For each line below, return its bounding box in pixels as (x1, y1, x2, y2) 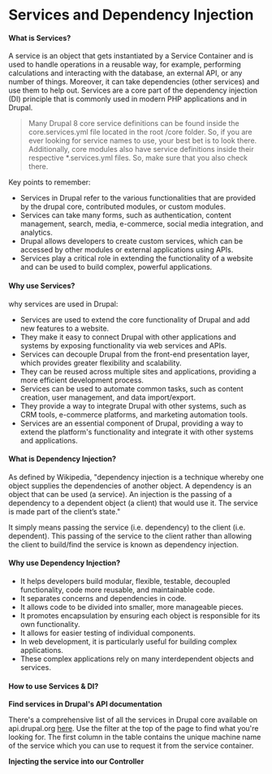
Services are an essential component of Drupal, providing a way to (19, 418, 244, 428)
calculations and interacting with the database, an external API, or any (8, 68, 243, 78)
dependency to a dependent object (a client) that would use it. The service (8, 498, 258, 508)
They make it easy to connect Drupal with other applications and (19, 331, 237, 342)
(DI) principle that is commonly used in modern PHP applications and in (8, 94, 248, 104)
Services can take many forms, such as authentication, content (19, 210, 231, 220)
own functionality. (19, 620, 80, 629)
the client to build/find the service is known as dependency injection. (8, 539, 240, 549)
